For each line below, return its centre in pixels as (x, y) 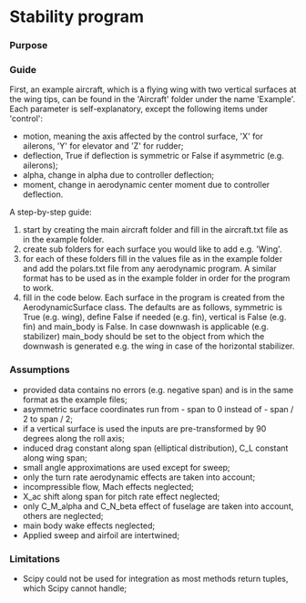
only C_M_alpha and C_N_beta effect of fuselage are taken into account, (158, 506)
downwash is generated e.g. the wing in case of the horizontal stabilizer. (158, 346)
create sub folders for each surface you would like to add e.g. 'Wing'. (152, 249)
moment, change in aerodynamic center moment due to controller (146, 185)
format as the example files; (75, 400)
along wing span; (55, 457)
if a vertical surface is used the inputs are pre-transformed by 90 (144, 428)
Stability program (76, 17)
